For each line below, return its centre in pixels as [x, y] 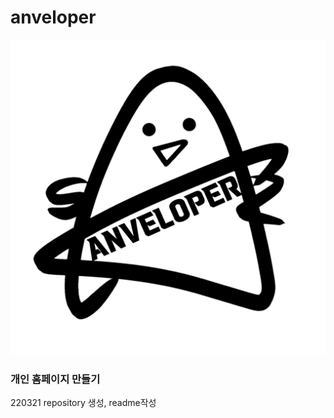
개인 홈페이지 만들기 [55, 379]
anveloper [53, 17]
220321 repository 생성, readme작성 [83, 403]
